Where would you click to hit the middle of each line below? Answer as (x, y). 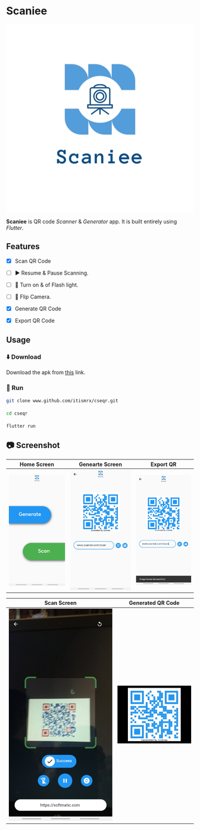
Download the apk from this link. (46, 372)
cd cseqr (17, 413)
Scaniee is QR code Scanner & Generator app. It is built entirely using (92, 221)
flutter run (21, 426)
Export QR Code (35, 321)
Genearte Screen (100, 464)
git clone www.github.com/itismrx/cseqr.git (62, 401)
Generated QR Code (154, 603)
